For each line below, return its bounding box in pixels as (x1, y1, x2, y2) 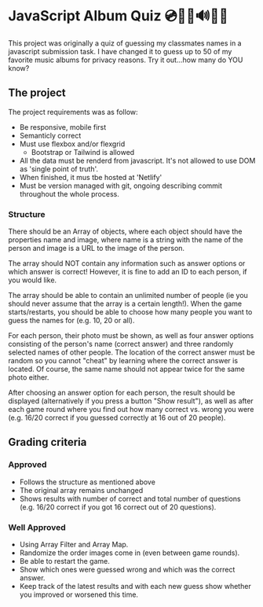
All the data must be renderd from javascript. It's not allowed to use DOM (19, 156, 256, 165)
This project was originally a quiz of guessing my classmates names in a (8, 38, 242, 48)
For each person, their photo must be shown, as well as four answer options (8, 331, 254, 340)
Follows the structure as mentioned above (19, 477, 155, 487)
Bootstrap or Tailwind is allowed (31, 147, 135, 156)
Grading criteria (8, 436, 87, 449)
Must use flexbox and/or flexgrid (19, 139, 126, 149)
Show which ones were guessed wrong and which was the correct (19, 565, 236, 575)
